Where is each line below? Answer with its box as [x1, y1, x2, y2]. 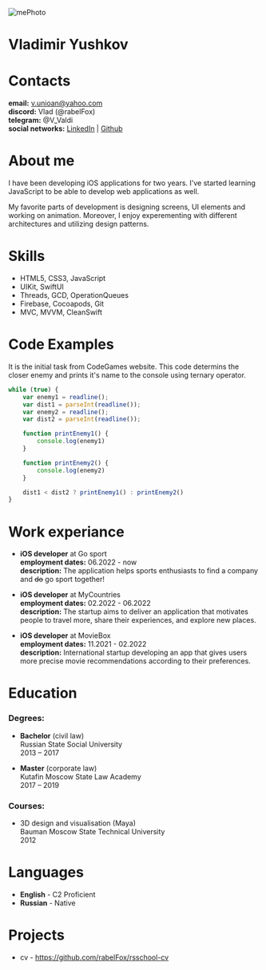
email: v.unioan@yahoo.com [8, 98, 103, 108]
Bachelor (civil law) [19, 730, 85, 740]
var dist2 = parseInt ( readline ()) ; [22, 415, 141, 423]
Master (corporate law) [19, 763, 97, 773]
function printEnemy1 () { [22, 430, 109, 438]
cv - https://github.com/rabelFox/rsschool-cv [19, 952, 169, 962]
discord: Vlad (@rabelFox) [8, 107, 96, 117]
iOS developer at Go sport [19, 549, 108, 559]
